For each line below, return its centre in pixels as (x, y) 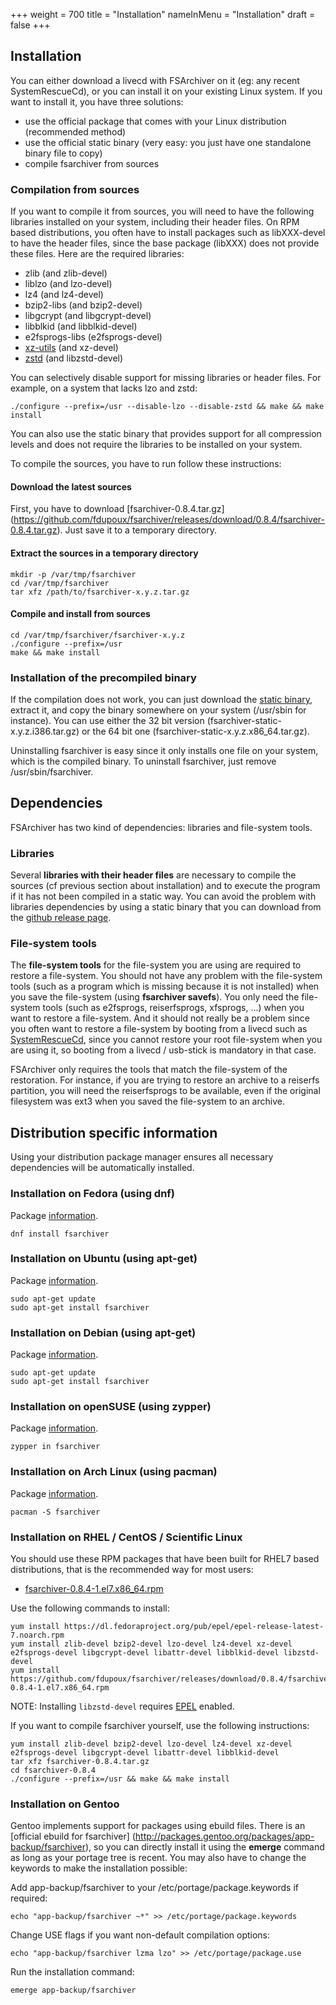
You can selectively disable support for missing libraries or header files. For (166, 378)
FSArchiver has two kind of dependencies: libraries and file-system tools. (161, 827)
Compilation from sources (75, 189)
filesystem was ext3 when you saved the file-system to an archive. (147, 1101)
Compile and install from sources (80, 614)
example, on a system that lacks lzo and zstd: (104, 388)
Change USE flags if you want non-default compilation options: (140, 1935)
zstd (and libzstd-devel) (74, 358)
